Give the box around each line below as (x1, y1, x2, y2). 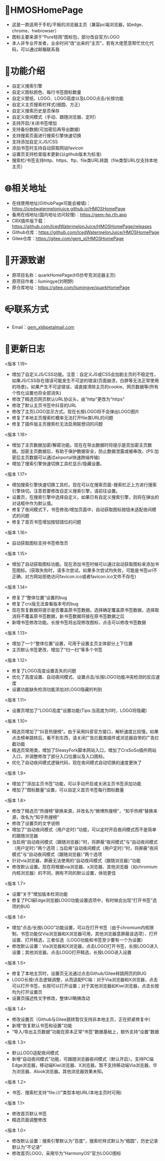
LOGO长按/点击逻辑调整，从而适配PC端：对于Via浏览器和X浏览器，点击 (11, 976, 158, 982)
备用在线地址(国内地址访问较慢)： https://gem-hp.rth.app (11, 211, 127, 217)
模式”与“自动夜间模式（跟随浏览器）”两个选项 (11, 851, 102, 857)
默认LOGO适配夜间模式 (11, 1049, 59, 1056)
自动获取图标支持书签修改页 (11, 540, 69, 546)
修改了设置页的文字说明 (11, 820, 60, 826)
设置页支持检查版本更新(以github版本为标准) (11, 151, 102, 157)
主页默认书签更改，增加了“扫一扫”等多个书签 (11, 646, 103, 652)
